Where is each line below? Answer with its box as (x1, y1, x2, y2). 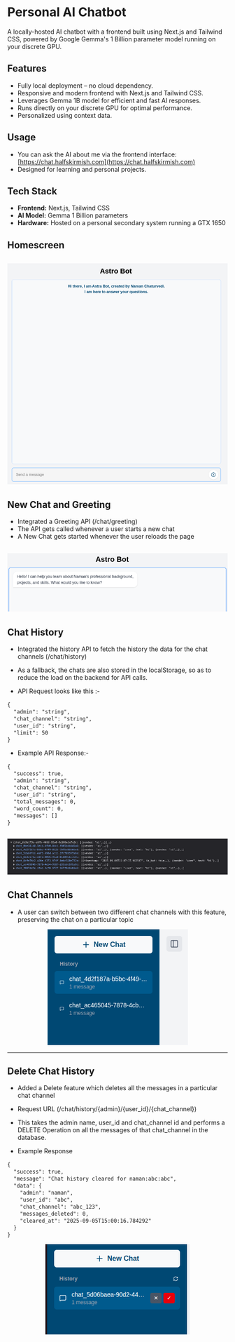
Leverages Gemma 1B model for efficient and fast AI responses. (17, 96, 201, 105)
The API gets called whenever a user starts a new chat (17, 525, 175, 533)
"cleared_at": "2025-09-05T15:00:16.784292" (20, 1218, 152, 1225)
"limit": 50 (13, 729, 49, 737)
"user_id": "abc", (20, 1197, 73, 1204)
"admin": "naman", (20, 1190, 73, 1197)
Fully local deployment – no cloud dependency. (17, 81, 154, 90)
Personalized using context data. (17, 111, 113, 119)
